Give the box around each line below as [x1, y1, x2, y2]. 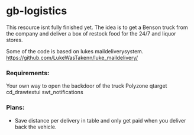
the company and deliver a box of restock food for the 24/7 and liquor [6, 30, 176, 37]
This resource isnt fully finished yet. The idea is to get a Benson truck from [6, 24, 188, 31]
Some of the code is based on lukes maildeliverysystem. [6, 47, 144, 54]
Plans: [6, 104, 25, 112]
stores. [6, 36, 23, 43]
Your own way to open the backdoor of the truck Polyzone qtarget [6, 82, 167, 89]
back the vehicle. [14, 123, 57, 130]
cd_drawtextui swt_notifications [6, 89, 84, 96]
